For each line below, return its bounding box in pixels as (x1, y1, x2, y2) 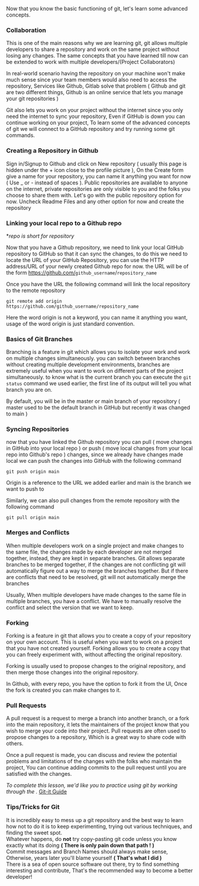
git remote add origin (6, 298, 62, 304)
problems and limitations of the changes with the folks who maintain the (6, 758, 182, 765)
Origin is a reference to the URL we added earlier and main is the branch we (6, 479, 191, 487)
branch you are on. (6, 386, 53, 394)
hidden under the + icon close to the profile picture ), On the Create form (6, 166, 184, 174)
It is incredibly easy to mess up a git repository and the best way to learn (6, 816, 184, 823)
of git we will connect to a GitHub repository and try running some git (6, 126, 175, 133)
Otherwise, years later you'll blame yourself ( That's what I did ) (6, 854, 162, 861)
